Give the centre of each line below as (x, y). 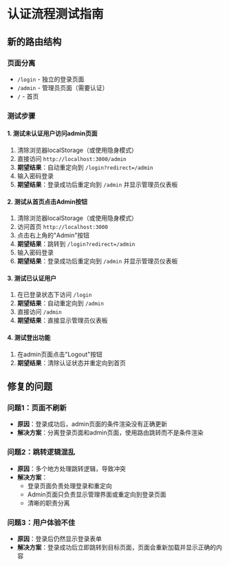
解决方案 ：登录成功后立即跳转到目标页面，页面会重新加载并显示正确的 (117, 547)
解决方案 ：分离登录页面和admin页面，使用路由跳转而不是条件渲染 (110, 433)
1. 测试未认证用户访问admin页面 (52, 133)
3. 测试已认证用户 (32, 278)
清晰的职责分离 (48, 503)
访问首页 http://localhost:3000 (63, 227)
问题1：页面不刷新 (37, 408)
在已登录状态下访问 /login (54, 295)
